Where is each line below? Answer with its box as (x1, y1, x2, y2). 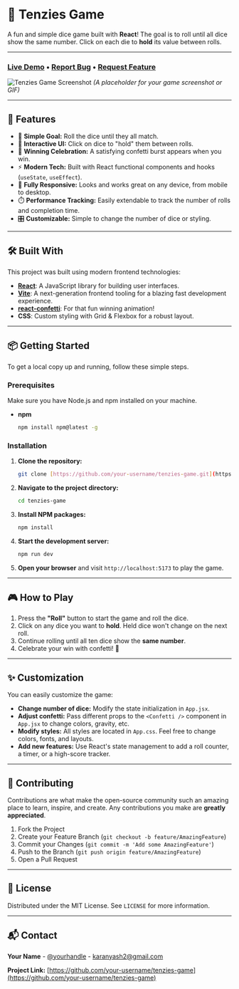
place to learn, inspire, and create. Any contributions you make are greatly (7, 804, 226, 812)
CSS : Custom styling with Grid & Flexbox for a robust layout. (17, 311, 194, 320)
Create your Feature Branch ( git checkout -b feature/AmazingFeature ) (17, 832, 227, 841)
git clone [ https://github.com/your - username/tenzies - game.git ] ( (17, 471, 216, 478)
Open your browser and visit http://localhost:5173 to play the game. (17, 563, 224, 572)
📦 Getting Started (7, 340, 90, 352)
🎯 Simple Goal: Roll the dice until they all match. (17, 132, 159, 141)
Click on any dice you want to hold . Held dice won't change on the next (17, 622, 228, 630)
